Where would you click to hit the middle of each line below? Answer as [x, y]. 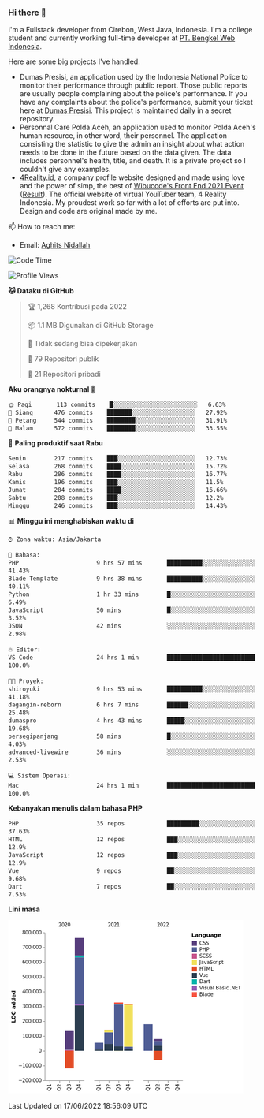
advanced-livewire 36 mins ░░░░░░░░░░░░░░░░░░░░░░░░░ [132, 752]
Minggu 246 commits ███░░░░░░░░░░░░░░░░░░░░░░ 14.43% [117, 506]
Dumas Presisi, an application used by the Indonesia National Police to [134, 77]
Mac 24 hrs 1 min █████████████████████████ [132, 786]
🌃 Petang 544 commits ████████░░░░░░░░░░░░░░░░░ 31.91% [117, 421]
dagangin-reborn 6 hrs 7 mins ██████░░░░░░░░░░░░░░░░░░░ [132, 705]
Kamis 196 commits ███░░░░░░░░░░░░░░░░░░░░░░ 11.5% [116, 483]
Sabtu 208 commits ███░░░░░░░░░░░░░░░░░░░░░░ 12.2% [116, 498]
